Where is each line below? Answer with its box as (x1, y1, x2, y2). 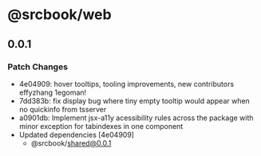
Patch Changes (7, 61, 69, 72)
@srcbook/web (7, 6, 113, 24)
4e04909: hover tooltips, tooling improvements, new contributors (18, 79, 235, 88)
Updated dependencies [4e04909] (18, 130, 135, 139)
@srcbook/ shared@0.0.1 (30, 138, 112, 148)
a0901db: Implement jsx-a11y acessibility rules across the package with (18, 113, 254, 123)
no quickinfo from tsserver (18, 104, 107, 114)
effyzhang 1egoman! (18, 88, 87, 97)
